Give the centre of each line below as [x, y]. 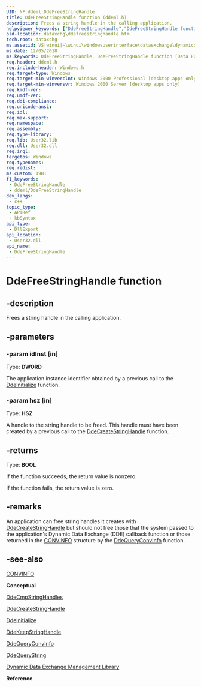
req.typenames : [25, 163]
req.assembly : [24, 129]
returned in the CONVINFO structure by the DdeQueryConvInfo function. [96, 540]
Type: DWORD [24, 367]
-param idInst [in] [32, 353]
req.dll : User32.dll [32, 145]
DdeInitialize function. [33, 385]
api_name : [19, 246]
